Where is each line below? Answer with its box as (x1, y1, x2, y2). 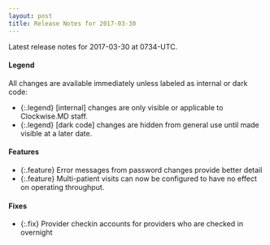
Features (8, 147, 39, 157)
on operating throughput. (20, 182, 105, 191)
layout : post (8, 11, 53, 20)
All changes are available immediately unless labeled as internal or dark (8, 78, 248, 88)
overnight (20, 228, 53, 238)
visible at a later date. (20, 128, 93, 138)
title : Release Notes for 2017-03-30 (8, 19, 137, 28)
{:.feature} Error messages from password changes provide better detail (20, 165, 263, 174)
